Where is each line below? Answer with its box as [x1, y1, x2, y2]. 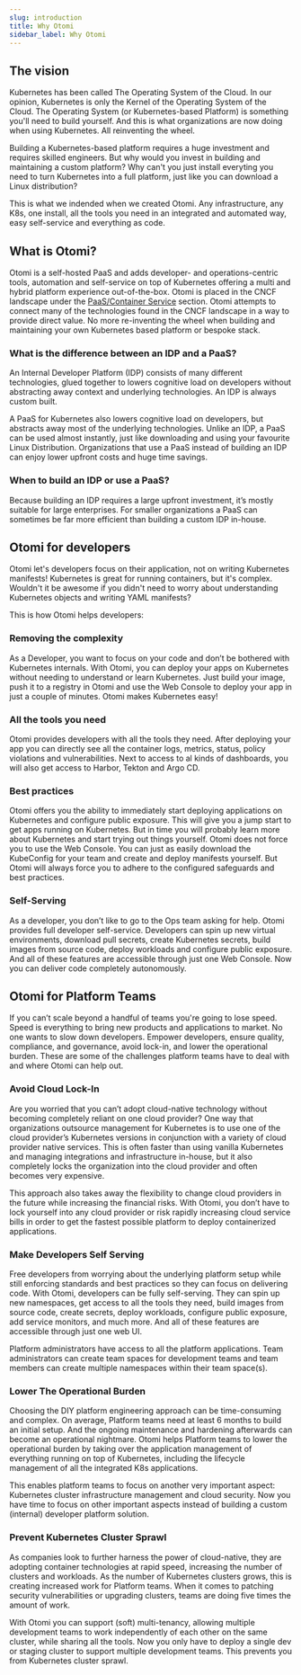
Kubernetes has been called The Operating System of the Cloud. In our [9, 87, 272, 98]
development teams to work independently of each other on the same [9, 1626, 268, 1637]
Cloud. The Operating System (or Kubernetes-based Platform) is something [9, 106, 289, 117]
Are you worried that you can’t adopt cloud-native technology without [9, 1103, 268, 1114]
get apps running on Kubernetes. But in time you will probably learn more [9, 824, 280, 835]
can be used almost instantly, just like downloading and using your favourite [9, 432, 290, 443]
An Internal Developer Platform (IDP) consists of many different [9, 368, 243, 379]
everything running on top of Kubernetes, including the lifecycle [9, 1453, 245, 1464]
